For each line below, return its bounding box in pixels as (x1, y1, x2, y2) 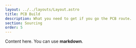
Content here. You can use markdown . (5, 38, 83, 44)
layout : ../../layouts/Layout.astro (5, 7, 79, 12)
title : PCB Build (5, 12, 40, 16)
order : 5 (5, 25, 23, 30)
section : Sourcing (5, 20, 42, 26)
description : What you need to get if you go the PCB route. (5, 16, 132, 21)
